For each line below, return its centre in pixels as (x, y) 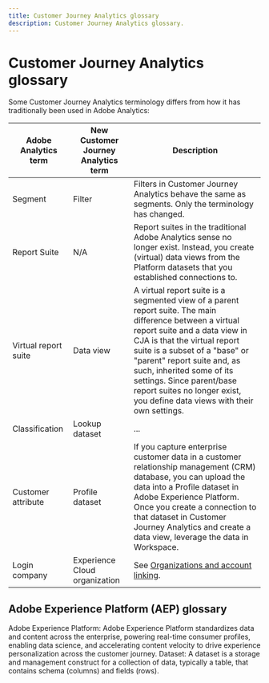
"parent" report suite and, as (187, 360)
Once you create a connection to (195, 507)
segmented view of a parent (186, 300)
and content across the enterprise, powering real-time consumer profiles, (129, 637)
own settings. (159, 411)
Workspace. (156, 547)
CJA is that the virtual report (187, 340)
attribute (28, 502)
